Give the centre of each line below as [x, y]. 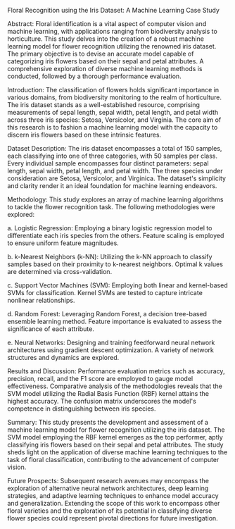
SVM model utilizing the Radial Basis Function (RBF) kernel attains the [108, 393]
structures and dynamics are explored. [63, 357]
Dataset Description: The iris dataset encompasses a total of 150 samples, [115, 148]
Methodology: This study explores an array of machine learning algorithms [115, 199]
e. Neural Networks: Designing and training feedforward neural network [111, 342]
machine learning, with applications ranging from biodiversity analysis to [113, 31]
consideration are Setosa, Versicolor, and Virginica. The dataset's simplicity [117, 178]
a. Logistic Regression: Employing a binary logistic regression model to [110, 228]
